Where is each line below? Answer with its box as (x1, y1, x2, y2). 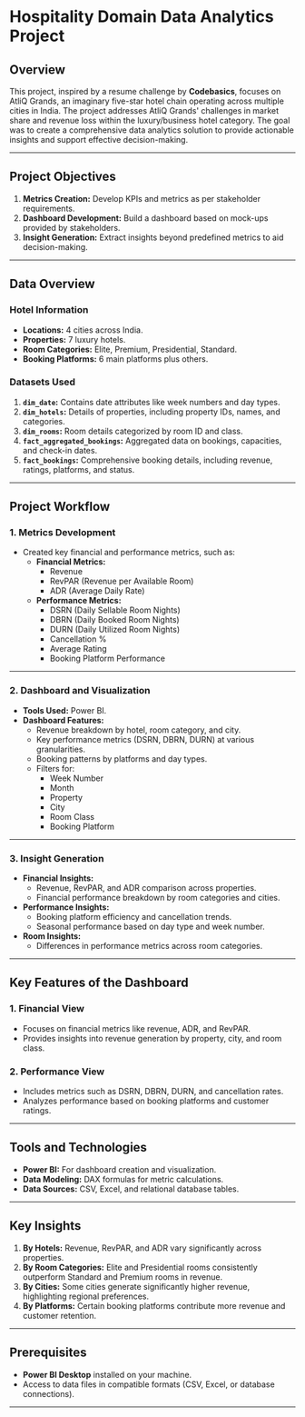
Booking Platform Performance (49, 653, 166, 664)
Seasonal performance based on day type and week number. (35, 921, 265, 933)
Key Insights (9, 1218, 82, 1233)
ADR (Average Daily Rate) (49, 585, 145, 596)
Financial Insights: (22, 873, 94, 883)
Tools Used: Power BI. (22, 704, 107, 715)
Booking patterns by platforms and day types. (35, 753, 208, 764)
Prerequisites (9, 1345, 87, 1361)
